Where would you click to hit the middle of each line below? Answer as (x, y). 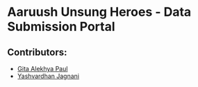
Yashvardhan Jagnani (48, 76)
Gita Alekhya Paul (42, 69)
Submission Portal (61, 27)
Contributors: (37, 52)
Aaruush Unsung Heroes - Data (99, 12)
